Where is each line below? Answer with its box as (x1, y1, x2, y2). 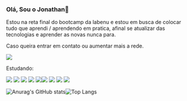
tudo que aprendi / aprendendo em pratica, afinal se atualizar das (6, 25, 165, 32)
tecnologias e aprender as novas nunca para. (6, 31, 116, 38)
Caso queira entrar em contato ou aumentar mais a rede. (6, 42, 144, 49)
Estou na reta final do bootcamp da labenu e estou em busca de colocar (6, 19, 182, 26)
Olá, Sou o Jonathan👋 (6, 5, 69, 14)
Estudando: (6, 65, 34, 72)
